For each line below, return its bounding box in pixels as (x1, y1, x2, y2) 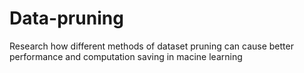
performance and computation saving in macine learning (9, 50, 243, 62)
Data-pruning (9, 7, 124, 30)
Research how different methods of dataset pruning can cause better (9, 40, 294, 52)
